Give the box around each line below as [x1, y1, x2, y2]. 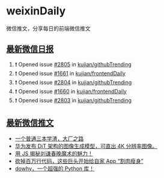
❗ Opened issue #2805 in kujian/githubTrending [14, 61, 132, 68]
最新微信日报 [6, 44, 54, 55]
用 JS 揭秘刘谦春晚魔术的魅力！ [14, 150, 93, 157]
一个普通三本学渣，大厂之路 [14, 135, 84, 142]
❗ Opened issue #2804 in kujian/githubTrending [14, 79, 132, 86]
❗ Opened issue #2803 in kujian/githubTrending [14, 96, 132, 104]
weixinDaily [6, 4, 66, 18]
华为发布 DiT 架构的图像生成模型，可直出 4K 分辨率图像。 [14, 142, 158, 149]
